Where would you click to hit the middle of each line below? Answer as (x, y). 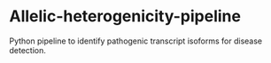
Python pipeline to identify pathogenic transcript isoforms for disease (136, 41)
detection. (28, 50)
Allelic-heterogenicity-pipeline (125, 16)
